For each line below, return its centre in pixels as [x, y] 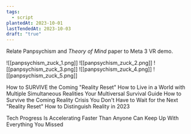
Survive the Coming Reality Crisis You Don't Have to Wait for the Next [92, 100]
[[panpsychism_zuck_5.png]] [42, 76]
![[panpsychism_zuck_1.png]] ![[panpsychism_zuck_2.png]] [79, 63]
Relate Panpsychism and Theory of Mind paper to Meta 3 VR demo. [89, 51]
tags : [13, 12]
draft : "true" [24, 34]
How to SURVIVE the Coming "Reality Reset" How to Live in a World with [96, 87]
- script [23, 17]
